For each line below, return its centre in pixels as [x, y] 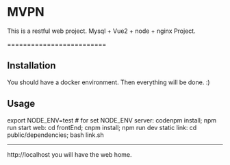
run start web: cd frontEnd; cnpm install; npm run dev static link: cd [102, 127]
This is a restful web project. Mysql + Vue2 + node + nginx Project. [102, 31]
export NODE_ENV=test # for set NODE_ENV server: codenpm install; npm [112, 120]
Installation [31, 66]
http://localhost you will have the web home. [69, 154]
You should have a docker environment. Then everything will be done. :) [108, 82]
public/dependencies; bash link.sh [55, 135]
